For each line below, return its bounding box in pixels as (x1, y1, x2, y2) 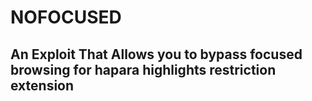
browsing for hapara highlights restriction (10, 61, 277, 78)
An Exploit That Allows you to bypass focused (10, 46, 303, 63)
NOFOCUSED (10, 6, 122, 29)
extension (10, 77, 75, 94)
